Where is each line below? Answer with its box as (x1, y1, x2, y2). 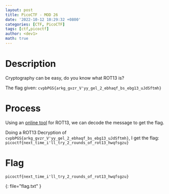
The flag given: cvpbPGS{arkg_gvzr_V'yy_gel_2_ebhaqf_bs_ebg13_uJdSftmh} (5, 85, 162, 91)
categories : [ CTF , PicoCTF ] (5, 21, 65, 27)
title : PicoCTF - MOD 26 (5, 12, 58, 17)
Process (5, 103, 41, 114)
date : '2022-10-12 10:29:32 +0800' (5, 17, 81, 22)
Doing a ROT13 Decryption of (5, 129, 67, 135)
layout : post (5, 7, 33, 13)
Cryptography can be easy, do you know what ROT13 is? (5, 75, 125, 81)
